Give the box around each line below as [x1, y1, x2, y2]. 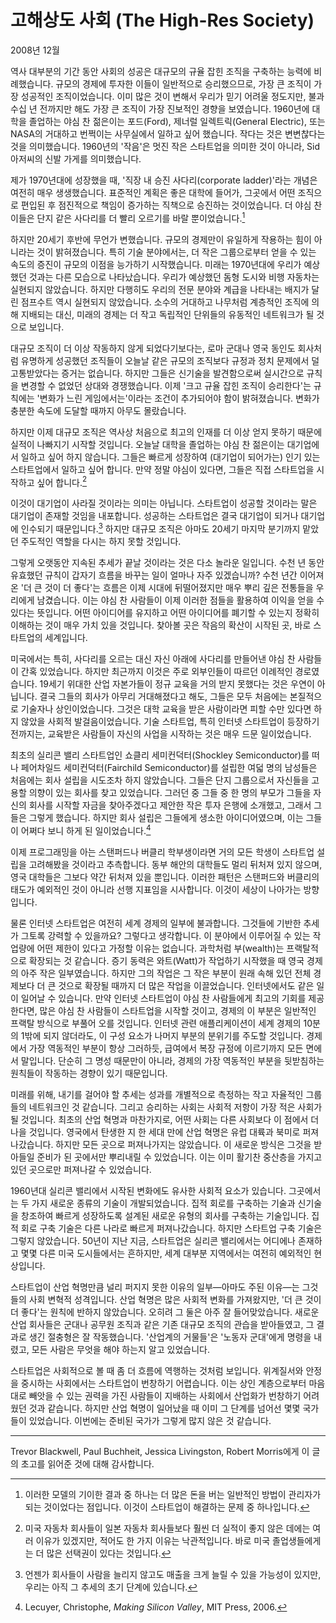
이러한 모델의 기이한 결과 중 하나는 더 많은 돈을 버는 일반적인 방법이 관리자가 [24, 1488, 322, 1500]
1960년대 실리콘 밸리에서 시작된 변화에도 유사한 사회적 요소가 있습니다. [10, 1184, 287, 1196]
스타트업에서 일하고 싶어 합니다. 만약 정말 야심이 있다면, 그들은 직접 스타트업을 [10, 463, 315, 475]
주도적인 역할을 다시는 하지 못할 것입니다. [20, 535, 182, 547]
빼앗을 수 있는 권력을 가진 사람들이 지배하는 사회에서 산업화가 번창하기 [28, 1389, 302, 1401]
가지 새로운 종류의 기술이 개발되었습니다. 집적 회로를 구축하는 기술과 [31, 1197, 296, 1209]
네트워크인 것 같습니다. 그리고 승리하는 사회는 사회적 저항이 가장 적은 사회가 [28, 1101, 323, 1113]
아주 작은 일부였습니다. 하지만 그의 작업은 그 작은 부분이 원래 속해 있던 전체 [20, 967, 312, 979]
